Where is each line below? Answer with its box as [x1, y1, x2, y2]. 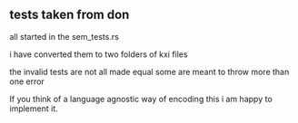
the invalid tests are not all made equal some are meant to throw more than [9, 66, 290, 77]
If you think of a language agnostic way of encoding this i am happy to [9, 93, 273, 104]
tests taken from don [9, 7, 130, 23]
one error [9, 76, 45, 87]
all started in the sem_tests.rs [9, 31, 120, 42]
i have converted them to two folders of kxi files [9, 49, 188, 60]
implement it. [9, 103, 58, 114]
